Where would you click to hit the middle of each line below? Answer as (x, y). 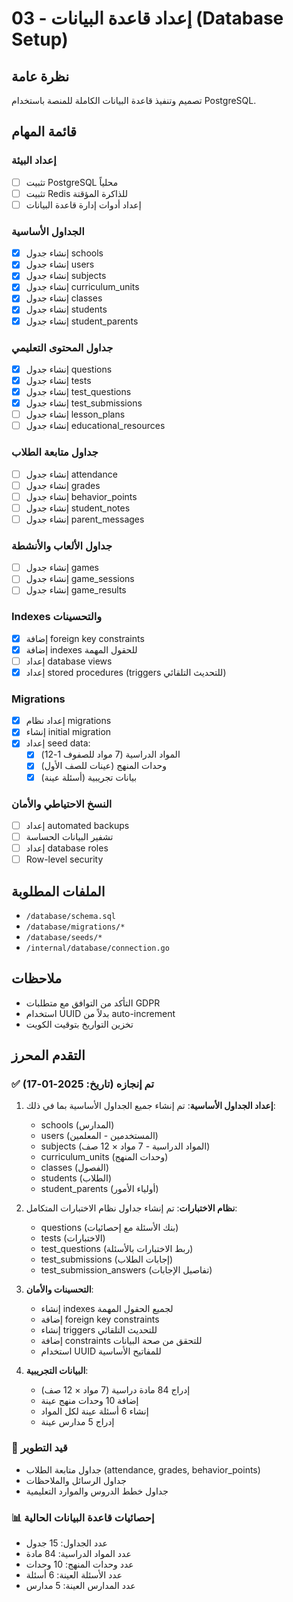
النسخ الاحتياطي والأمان (62, 804)
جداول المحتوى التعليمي (62, 347)
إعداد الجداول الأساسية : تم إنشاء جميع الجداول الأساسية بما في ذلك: (150, 1106)
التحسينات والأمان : (59, 1289)
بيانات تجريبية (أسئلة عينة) (89, 777)
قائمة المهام (44, 132)
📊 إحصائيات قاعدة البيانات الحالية (83, 1517)
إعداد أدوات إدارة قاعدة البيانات (83, 204)
